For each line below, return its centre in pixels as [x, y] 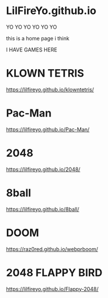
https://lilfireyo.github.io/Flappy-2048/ [52, 289]
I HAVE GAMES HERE [32, 49]
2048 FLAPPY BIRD [54, 273]
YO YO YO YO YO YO [32, 27]
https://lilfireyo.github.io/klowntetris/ [50, 90]
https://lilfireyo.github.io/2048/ [43, 169]
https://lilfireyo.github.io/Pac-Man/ [48, 129]
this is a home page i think [38, 38]
